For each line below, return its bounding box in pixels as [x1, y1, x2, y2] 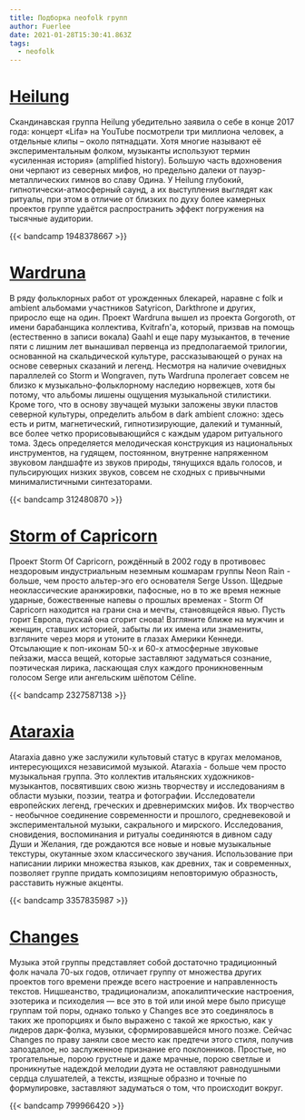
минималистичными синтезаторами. [9, 477, 152, 487]
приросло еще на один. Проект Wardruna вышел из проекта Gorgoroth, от [9, 312, 296, 323]
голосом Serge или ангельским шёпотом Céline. [9, 671, 197, 682]
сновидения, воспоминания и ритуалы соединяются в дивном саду [9, 829, 273, 840]
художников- [203, 771, 255, 782]
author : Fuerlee [9, 22, 71, 31]
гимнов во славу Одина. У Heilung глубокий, [71, 175, 244, 186]
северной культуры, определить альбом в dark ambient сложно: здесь [9, 409, 284, 419]
